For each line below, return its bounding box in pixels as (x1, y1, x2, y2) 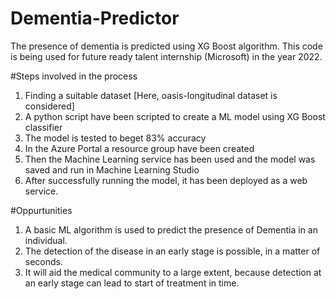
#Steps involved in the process (10, 70, 138, 82)
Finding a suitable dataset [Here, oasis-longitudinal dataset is (24, 89, 278, 101)
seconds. (24, 255, 64, 267)
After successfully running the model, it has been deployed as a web (24, 174, 308, 186)
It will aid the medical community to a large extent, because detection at (24, 266, 322, 278)
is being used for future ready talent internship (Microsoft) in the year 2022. (10, 50, 323, 62)
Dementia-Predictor (10, 7, 180, 30)
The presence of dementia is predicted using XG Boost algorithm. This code (10, 40, 323, 52)
